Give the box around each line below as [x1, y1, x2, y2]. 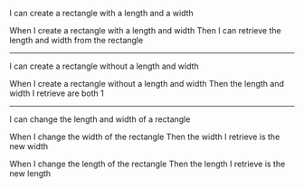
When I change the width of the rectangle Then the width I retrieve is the [9, 131, 280, 142]
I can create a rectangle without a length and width [9, 61, 199, 71]
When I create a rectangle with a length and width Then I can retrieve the [9, 25, 282, 35]
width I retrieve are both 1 [9, 88, 104, 99]
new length [9, 168, 52, 179]
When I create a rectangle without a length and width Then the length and [9, 79, 285, 89]
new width [9, 141, 49, 152]
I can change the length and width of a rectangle [9, 114, 191, 125]
